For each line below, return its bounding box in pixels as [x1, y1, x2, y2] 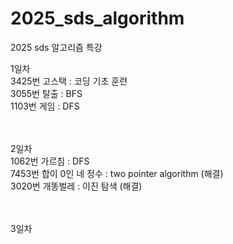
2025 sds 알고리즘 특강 [10, 41, 103, 53]
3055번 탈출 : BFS [10, 87, 83, 99]
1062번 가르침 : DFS [10, 155, 90, 167]
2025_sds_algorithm [10, 7, 185, 30]
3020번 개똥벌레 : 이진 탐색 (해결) [10, 180, 143, 192]
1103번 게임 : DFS [10, 100, 80, 112]
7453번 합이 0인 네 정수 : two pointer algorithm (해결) [10, 167, 224, 179]
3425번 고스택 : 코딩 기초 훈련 [10, 75, 128, 87]
